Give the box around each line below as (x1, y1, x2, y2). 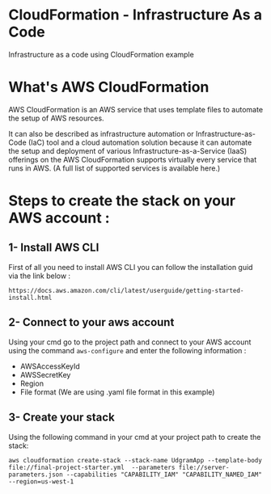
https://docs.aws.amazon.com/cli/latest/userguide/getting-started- (8, 286, 244, 294)
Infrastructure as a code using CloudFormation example (8, 49, 194, 59)
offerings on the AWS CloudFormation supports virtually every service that (8, 154, 257, 164)
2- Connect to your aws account (8, 315, 175, 329)
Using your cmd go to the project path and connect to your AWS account (8, 337, 252, 347)
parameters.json (8, 471, 63, 479)
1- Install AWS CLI (8, 241, 100, 255)
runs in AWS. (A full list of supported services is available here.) (8, 163, 221, 173)
